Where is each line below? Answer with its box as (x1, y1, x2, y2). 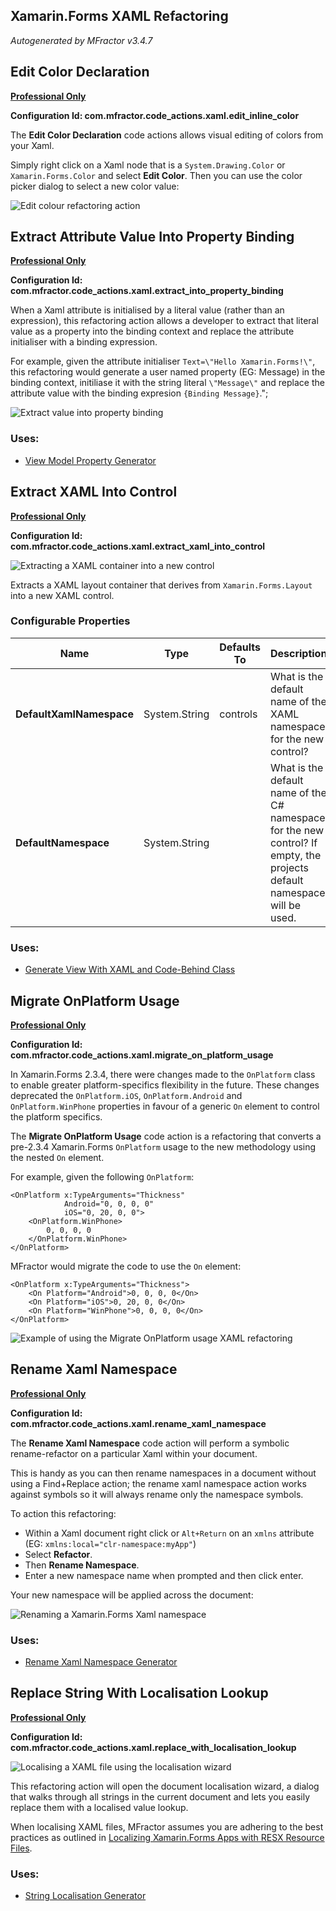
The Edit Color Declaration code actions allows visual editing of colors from (10, 129, 324, 141)
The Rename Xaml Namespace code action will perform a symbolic (10, 1437, 290, 1449)
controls (219, 707, 258, 721)
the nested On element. (10, 1151, 105, 1163)
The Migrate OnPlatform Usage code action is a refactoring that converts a (10, 1130, 322, 1142)
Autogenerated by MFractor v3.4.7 (10, 34, 153, 46)
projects (269, 860, 309, 874)
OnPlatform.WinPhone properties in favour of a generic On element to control (10, 1100, 320, 1112)
